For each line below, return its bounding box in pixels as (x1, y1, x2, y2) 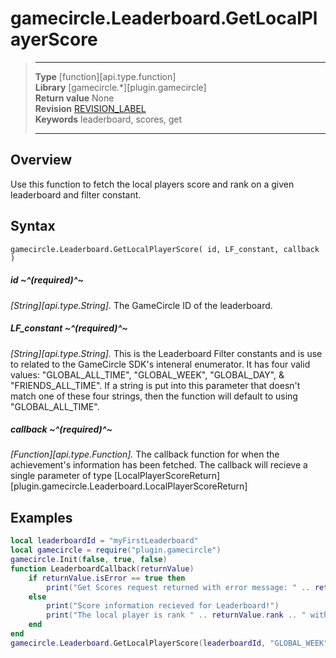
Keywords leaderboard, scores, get (34, 113, 183, 125)
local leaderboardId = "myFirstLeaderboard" (10, 536, 199, 546)
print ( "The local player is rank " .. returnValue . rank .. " (46, 610, 307, 621)
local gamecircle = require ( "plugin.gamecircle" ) (10, 545, 222, 556)
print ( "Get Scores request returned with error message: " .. (46, 582, 311, 592)
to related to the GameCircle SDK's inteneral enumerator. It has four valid (10, 358, 311, 370)
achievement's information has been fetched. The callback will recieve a (10, 459, 308, 471)
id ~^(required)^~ (10, 274, 85, 286)
